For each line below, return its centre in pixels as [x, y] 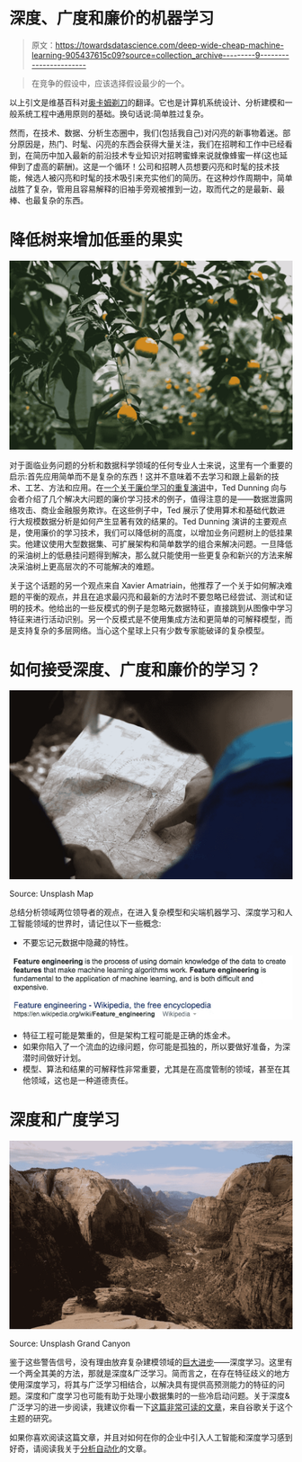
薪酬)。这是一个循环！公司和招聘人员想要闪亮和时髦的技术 [164, 166]
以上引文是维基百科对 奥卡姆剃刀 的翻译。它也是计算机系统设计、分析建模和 [147, 102]
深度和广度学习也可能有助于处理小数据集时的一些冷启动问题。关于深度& [157, 1396]
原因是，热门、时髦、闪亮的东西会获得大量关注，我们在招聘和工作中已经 [151, 144]
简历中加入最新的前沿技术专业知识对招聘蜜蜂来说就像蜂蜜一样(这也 [156, 155]
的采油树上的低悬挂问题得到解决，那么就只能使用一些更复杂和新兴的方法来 [147, 555]
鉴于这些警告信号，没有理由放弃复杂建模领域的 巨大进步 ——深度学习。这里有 [151, 1362]
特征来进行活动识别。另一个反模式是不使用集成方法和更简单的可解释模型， [147, 619]
